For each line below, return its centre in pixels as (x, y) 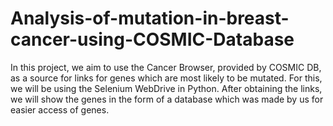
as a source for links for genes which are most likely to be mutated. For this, (166, 78)
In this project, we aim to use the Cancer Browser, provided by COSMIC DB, (166, 67)
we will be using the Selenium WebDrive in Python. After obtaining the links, (166, 88)
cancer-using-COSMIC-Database (152, 39)
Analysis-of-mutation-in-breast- (150, 18)
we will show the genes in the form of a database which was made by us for (167, 99)
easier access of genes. (60, 109)
